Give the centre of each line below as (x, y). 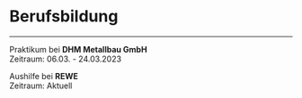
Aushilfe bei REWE (44, 76)
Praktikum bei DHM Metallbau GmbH (78, 49)
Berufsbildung (64, 16)
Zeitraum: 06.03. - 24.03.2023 (66, 59)
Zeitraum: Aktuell (41, 86)
